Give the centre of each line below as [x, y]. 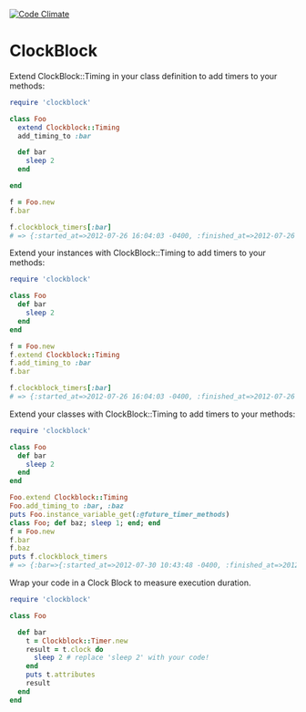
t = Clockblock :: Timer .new [77, 641]
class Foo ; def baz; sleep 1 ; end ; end [85, 523]
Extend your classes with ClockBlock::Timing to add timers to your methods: [153, 414]
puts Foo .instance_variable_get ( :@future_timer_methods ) [120, 514]
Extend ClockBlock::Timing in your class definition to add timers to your [143, 76]
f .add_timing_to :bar [51, 363]
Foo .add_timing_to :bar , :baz [67, 506]
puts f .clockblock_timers [58, 557]
